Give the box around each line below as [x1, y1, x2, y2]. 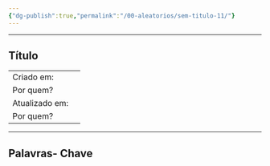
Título [8, 49, 39, 63]
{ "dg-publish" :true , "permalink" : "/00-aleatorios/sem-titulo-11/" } [8, 11, 235, 20]
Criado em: [12, 71, 55, 83]
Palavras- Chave [8, 146, 93, 160]
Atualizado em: [12, 98, 69, 109]
